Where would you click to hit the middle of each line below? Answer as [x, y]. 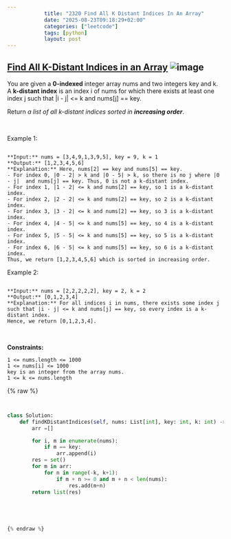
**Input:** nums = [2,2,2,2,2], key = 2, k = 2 [77, 291]
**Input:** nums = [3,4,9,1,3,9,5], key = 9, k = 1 [82, 157]
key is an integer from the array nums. [66, 372]
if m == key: [62, 447]
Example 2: [23, 272]
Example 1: [22, 138]
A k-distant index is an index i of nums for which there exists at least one [111, 91]
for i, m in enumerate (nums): [75, 441]
